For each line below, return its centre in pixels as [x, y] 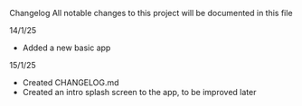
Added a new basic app [66, 48]
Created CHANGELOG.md [71, 83]
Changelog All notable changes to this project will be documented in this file [151, 13]
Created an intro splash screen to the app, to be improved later [139, 92]
